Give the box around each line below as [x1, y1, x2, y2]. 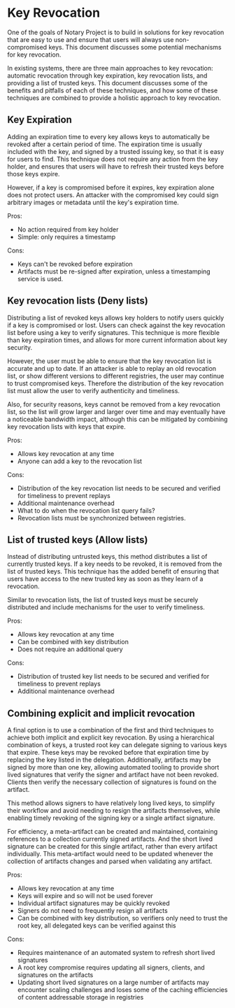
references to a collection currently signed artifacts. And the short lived [7, 835, 213, 844]
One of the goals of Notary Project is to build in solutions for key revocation [7, 28, 225, 36]
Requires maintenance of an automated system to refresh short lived [17, 949, 215, 957]
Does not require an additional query [17, 645, 124, 653]
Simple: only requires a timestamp [17, 232, 116, 241]
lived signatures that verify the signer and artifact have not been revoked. [7, 771, 219, 779]
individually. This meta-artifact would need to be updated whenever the [7, 850, 213, 858]
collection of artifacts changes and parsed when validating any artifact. [7, 857, 213, 865]
